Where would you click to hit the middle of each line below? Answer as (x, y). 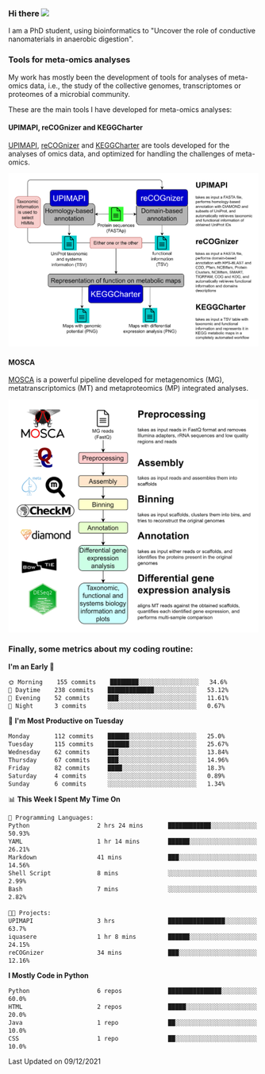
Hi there (24, 14)
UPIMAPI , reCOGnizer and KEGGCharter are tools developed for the (119, 145)
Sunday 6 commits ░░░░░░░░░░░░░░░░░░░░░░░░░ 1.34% (117, 784)
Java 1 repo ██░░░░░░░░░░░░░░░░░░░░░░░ (133, 1022)
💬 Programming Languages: (51, 817)
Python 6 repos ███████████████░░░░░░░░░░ (133, 991)
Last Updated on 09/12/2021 (55, 1061)
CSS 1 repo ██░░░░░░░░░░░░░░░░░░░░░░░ (133, 1038)
